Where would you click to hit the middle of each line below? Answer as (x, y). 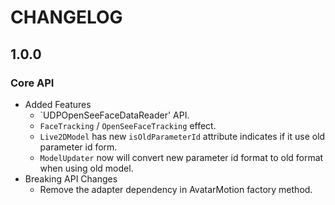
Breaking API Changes (71, 178)
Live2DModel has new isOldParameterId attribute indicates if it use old (182, 136)
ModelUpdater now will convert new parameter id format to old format (181, 157)
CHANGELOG (66, 17)
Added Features (58, 104)
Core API (32, 83)
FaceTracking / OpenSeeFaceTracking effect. (128, 125)
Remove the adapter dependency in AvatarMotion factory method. (176, 189)
